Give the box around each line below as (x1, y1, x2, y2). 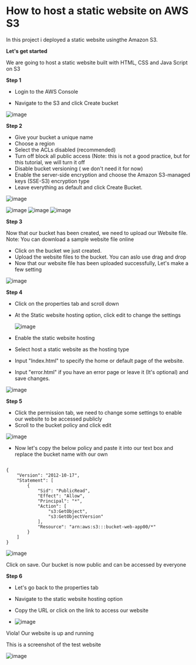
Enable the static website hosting (14, 334, 95, 341)
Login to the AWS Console (14, 88, 78, 95)
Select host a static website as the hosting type (14, 346, 129, 353)
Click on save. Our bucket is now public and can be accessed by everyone (6, 561, 187, 568)
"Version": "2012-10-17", (16, 472, 80, 478)
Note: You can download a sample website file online (6, 236, 134, 243)
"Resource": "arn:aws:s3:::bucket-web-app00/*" (37, 524, 157, 530)
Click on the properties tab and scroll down (14, 300, 119, 307)
